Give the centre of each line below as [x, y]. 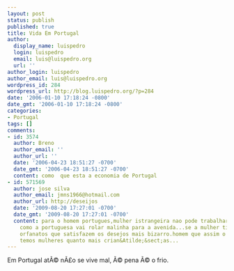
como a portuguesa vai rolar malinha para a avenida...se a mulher [119, 227]
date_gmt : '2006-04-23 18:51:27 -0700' [71, 169]
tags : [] [20, 124]
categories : [24, 111]
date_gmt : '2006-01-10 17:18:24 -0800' [65, 104]
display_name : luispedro [49, 46]
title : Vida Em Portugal [43, 33]
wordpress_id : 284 [34, 85]
